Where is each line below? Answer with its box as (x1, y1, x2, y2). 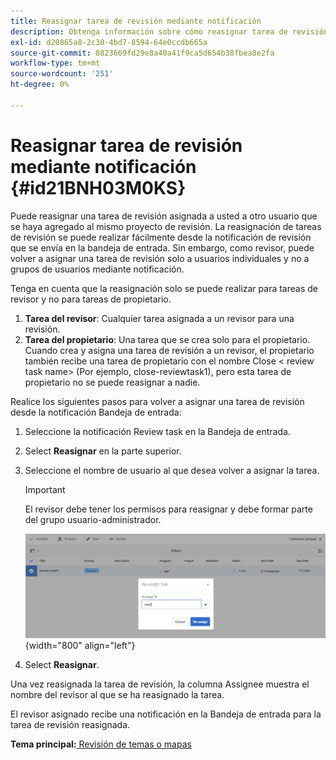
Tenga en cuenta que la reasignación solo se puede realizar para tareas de (10, 282, 318, 294)
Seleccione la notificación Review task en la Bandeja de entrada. (24, 425, 291, 437)
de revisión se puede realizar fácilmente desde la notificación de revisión (10, 231, 312, 243)
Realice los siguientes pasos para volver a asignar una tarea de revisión (10, 395, 305, 407)
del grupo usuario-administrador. (24, 513, 162, 525)
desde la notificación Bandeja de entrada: (10, 406, 182, 418)
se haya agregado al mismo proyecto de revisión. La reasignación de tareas (10, 220, 322, 232)
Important (24, 483, 66, 495)
